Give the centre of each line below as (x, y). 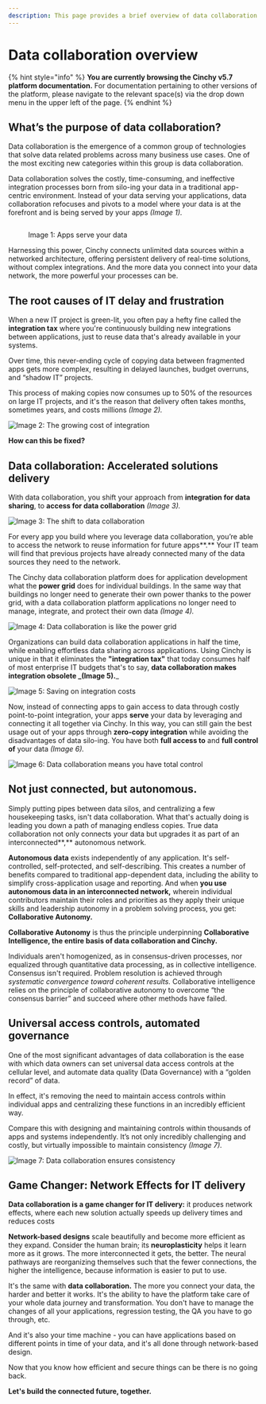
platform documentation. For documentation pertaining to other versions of (133, 85)
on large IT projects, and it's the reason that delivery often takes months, (127, 402)
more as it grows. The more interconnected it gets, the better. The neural (127, 1254)
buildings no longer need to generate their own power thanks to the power (130, 594)
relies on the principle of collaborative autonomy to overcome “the (116, 990)
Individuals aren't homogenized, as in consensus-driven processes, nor (125, 956)
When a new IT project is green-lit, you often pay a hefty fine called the (125, 320)
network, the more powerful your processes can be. (93, 276)
